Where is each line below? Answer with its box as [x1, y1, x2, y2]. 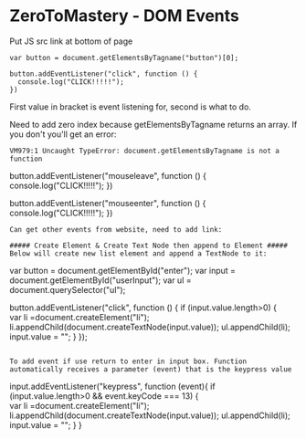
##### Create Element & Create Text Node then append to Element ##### [9, 241, 288, 250]
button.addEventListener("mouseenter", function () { [9, 197, 206, 208]
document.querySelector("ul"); [9, 284, 126, 295]
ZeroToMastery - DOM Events [9, 5, 240, 26]
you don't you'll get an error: [9, 129, 117, 140]
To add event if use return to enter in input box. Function [9, 357, 248, 366]
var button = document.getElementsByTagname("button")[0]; [9, 53, 239, 62]
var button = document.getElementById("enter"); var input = [9, 265, 236, 276]
